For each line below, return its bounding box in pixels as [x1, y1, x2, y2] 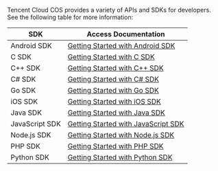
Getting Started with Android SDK [67, 41, 175, 50]
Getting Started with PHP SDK [67, 141, 164, 150]
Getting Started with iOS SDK [67, 97, 161, 106]
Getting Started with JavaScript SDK [67, 119, 184, 128]
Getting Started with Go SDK [67, 86, 159, 95]
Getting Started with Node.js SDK [67, 130, 175, 139]
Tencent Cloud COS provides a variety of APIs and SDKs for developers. [7, 6, 211, 14]
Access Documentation [86, 30, 166, 38]
